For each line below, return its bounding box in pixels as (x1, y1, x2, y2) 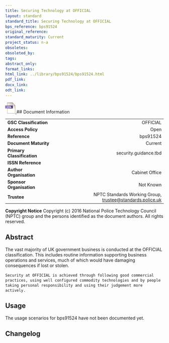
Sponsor (7, 179, 26, 185)
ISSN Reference (7, 159, 41, 165)
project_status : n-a (5, 40, 49, 45)
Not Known (138, 182, 162, 188)
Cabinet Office (131, 169, 162, 176)
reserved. (5, 219, 25, 224)
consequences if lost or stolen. (5, 262, 69, 269)
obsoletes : (5, 45, 28, 50)
